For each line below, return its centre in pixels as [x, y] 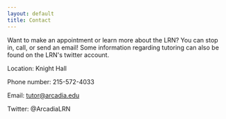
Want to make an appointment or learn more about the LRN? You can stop [113, 40]
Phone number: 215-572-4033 [51, 81]
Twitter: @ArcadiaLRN [39, 109]
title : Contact [29, 20]
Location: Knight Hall [37, 68]
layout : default [31, 14]
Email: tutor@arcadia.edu [43, 95]
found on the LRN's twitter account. [58, 55]
